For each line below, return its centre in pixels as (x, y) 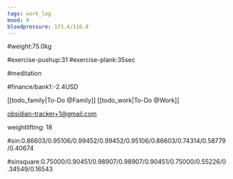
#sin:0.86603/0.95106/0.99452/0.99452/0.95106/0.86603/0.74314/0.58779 (117, 141)
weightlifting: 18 (30, 127)
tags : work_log (29, 14)
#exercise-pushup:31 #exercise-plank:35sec (72, 60)
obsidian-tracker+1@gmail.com (52, 114)
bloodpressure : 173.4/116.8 (48, 26)
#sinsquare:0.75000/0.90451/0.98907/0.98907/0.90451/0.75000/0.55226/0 (117, 162)
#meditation (24, 73)
